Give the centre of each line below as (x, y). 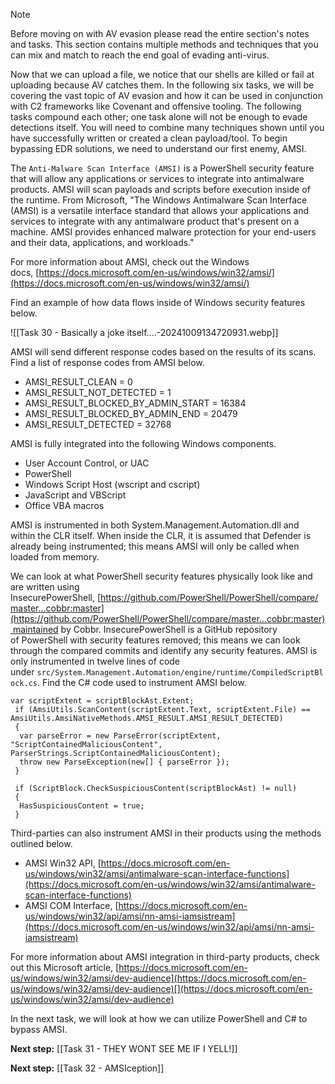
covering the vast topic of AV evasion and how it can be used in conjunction (166, 95)
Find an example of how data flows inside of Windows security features (158, 302)
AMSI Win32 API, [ (63, 863)
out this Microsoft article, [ (65, 967)
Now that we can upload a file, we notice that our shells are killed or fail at (162, 74)
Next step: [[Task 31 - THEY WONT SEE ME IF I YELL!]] (124, 1048)
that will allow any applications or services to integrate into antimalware (157, 178)
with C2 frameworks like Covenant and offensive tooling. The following (156, 106)
